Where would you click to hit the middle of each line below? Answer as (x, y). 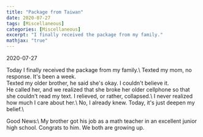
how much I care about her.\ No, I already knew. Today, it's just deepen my (101, 103)
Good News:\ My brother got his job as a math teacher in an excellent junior (102, 121)
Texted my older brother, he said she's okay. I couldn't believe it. (88, 83)
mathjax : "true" (27, 41)
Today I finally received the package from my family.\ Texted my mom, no (99, 70)
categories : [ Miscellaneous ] (44, 29)
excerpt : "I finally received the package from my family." (85, 35)
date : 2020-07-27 (29, 18)
